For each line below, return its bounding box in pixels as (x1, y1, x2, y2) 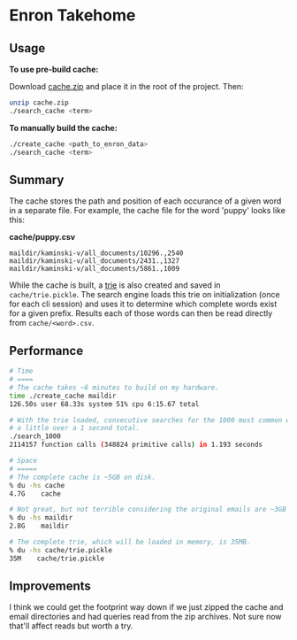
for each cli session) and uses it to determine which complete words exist (9, 298, 278, 310)
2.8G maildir (9, 521, 69, 531)
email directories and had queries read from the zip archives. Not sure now (9, 612, 282, 622)
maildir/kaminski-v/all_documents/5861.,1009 (9, 265, 179, 274)
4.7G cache (9, 489, 62, 498)
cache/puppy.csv (9, 232, 76, 243)
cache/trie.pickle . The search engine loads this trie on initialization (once (9, 289, 280, 300)
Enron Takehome (9, 5, 136, 26)
